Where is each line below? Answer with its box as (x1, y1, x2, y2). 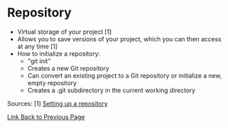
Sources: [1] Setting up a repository (7, 99, 108, 107)
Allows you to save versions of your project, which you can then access (17, 34, 222, 43)
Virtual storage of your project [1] (17, 28, 112, 36)
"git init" (27, 56, 51, 65)
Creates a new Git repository (27, 64, 109, 72)
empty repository (27, 78, 77, 87)
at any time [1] (17, 42, 58, 50)
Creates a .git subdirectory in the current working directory (27, 86, 196, 94)
